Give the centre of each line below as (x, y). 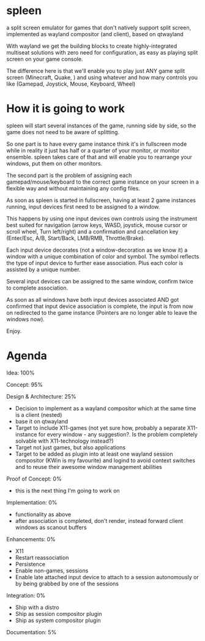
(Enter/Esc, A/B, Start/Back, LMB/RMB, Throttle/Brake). (76, 238)
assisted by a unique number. (43, 269)
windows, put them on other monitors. (54, 163)
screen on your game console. (45, 59)
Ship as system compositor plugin (58, 620)
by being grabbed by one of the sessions (67, 583)
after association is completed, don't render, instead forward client (99, 520)
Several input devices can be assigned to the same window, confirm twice (100, 281)
